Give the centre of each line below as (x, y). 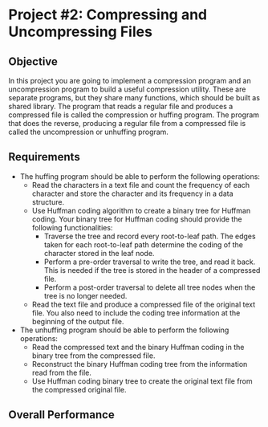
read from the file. (62, 372)
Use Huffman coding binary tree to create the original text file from (142, 381)
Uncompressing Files (80, 32)
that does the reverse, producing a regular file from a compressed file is (127, 123)
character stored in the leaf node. (99, 253)
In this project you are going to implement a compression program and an (130, 81)
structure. (48, 201)
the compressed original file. (79, 389)
